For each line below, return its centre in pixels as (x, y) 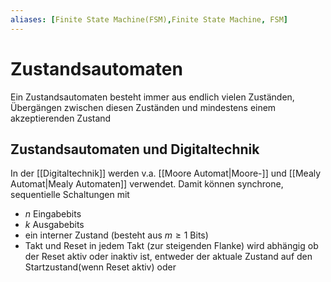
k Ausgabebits (54, 225)
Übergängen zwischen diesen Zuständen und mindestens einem (143, 107)
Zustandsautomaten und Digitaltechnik (135, 149)
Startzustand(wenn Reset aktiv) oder (100, 267)
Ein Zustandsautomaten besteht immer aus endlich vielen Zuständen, (152, 97)
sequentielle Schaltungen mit (70, 195)
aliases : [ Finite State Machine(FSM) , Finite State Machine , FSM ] (149, 19)
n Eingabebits (53, 214)
